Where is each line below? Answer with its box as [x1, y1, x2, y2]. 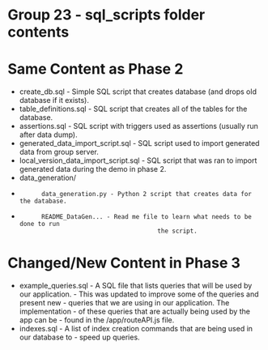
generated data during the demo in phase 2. [19, 164, 167, 174]
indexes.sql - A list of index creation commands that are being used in [19, 324, 253, 334]
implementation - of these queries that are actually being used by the [19, 306, 250, 317]
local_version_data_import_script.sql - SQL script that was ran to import [19, 156, 257, 165]
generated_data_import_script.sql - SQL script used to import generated [19, 139, 260, 148]
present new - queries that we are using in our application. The [19, 298, 230, 308]
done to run [19, 220, 60, 228]
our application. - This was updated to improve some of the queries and [19, 289, 260, 299]
